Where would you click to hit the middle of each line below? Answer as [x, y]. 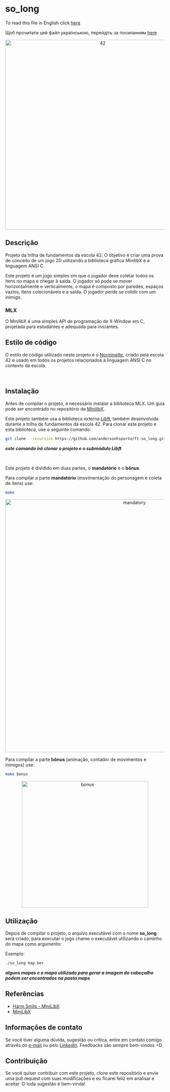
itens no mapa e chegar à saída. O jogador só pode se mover [69, 281]
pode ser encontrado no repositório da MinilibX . [55, 409]
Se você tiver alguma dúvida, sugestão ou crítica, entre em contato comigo [83, 1040]
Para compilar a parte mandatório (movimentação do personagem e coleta [83, 478]
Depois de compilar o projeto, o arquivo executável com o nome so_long [81, 933]
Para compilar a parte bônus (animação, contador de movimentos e [76, 759]
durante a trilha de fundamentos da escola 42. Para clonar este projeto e [81, 424]
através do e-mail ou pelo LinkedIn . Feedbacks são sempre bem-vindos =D [84, 1045]
